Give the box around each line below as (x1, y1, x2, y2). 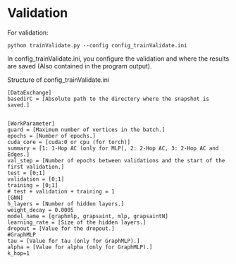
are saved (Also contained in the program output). (7, 61, 153, 70)
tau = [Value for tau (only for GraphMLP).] (7, 237, 140, 244)
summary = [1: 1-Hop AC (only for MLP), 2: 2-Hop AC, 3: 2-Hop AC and (7, 145, 219, 152)
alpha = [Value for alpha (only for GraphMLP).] (7, 244, 153, 251)
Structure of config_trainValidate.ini (7, 76, 110, 84)
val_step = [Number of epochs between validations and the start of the (7, 157, 225, 164)
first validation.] (7, 163, 65, 170)
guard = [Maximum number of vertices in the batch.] (7, 126, 166, 133)
